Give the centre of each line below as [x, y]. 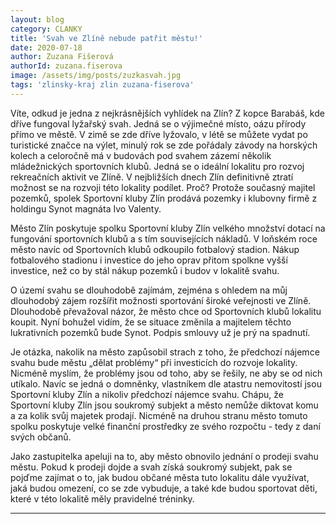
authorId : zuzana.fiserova [66, 66]
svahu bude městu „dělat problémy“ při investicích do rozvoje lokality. [154, 362]
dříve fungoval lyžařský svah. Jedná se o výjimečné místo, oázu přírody [158, 123]
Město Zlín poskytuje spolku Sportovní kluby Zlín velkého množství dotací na [168, 228]
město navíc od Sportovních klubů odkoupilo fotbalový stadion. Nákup [155, 249]
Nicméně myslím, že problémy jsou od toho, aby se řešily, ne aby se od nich [166, 373]
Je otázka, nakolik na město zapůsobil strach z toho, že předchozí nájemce [165, 352]
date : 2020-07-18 [46, 47]
